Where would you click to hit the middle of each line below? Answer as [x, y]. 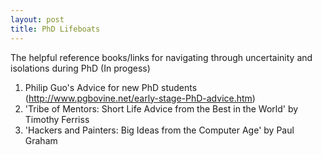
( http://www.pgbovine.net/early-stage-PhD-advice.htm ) [140, 98]
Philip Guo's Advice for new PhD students [111, 87]
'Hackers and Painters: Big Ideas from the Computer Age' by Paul [159, 130]
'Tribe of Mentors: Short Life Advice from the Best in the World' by [161, 108]
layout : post [37, 19]
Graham [41, 140]
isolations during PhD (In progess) [80, 68]
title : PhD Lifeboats [55, 29]
